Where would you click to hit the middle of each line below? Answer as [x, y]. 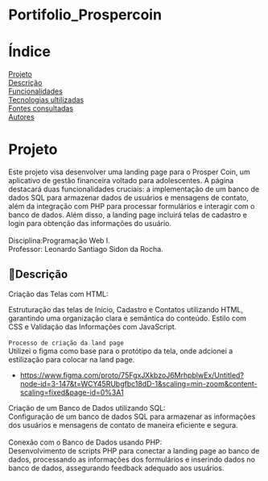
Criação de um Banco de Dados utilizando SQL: [87, 408]
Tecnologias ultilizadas [46, 100]
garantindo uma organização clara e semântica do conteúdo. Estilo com [128, 318]
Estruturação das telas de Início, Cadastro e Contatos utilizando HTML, [126, 309]
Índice [29, 52]
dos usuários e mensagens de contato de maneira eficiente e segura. [124, 425]
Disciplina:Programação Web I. [59, 240]
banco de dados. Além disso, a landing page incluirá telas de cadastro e [128, 215]
